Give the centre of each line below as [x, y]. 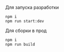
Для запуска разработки [32, 7]
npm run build [20, 44]
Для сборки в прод [26, 31]
